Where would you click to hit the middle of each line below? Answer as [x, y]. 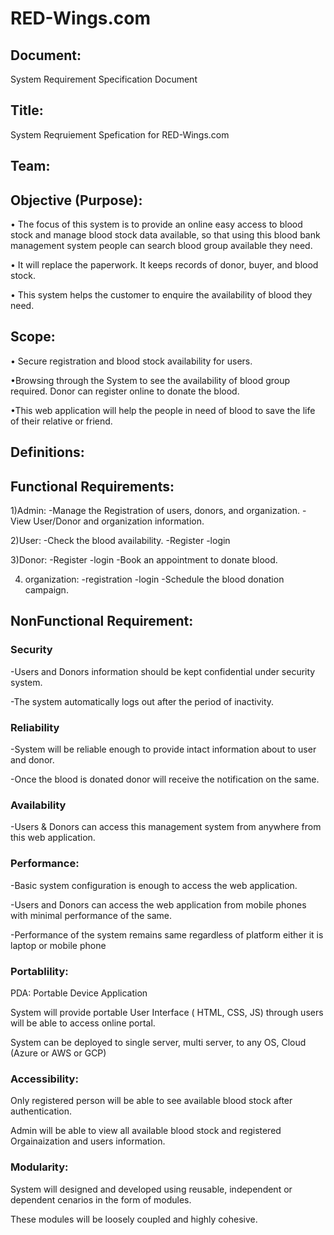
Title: [27, 110]
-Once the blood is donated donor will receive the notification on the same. [165, 779]
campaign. [46, 590]
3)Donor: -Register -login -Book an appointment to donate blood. [144, 560]
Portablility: [39, 971]
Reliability [35, 727]
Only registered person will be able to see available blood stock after [151, 1101]
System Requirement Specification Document [104, 79]
